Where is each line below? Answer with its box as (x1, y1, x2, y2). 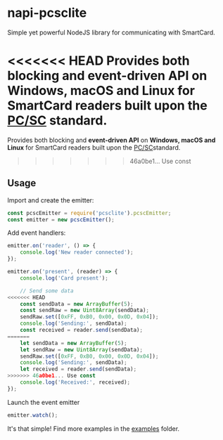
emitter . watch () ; (7, 411, 58, 419)
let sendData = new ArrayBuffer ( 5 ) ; (20, 339, 128, 347)
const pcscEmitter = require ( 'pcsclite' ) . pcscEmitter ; (7, 209, 172, 216)
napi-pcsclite (7, 5, 87, 21)
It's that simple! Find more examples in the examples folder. (7, 424, 180, 433)
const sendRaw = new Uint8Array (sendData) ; (20, 307, 150, 314)
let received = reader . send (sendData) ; (20, 365, 137, 373)
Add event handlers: (7, 228, 66, 237)
